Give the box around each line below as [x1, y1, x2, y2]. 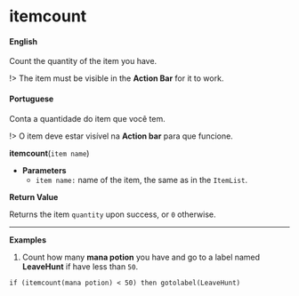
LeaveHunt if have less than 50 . [21, 260, 139, 272]
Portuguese [9, 93, 54, 104]
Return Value [9, 191, 59, 202]
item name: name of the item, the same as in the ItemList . [35, 174, 247, 185]
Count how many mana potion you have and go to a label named [21, 252, 261, 262]
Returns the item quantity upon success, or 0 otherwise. [9, 209, 216, 220]
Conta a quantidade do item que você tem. [9, 113, 166, 124]
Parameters [21, 164, 67, 175]
